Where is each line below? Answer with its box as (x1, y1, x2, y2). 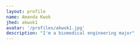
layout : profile (6, 8, 46, 15)
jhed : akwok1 (6, 19, 38, 25)
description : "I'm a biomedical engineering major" (6, 30, 135, 36)
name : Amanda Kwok (6, 14, 51, 20)
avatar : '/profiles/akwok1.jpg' (6, 25, 85, 31)
